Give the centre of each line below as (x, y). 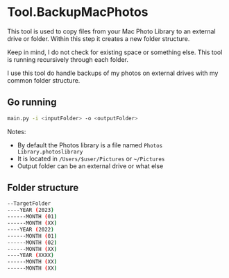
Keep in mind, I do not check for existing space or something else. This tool (115, 52)
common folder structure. (44, 80)
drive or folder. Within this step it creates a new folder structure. (99, 38)
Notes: (17, 131)
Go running (32, 103)
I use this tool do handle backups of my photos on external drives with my (113, 73)
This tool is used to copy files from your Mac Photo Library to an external (112, 31)
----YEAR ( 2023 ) (31, 210)
